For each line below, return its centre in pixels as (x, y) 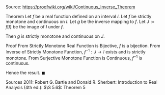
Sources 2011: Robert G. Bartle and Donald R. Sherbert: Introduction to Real (82, 82)
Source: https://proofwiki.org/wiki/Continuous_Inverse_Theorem (70, 7)
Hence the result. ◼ (26, 72)
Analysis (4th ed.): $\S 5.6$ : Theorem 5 (45, 87)
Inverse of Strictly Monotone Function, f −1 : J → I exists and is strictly (76, 51)
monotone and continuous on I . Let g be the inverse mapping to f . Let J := (80, 22)
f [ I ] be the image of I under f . (35, 27)
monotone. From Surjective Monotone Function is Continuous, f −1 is (74, 57)
